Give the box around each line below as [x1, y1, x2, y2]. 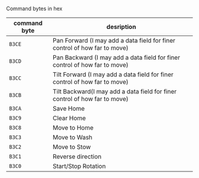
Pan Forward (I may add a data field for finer [52, 37, 176, 44]
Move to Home [52, 124, 94, 132]
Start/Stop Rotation [52, 162, 106, 170]
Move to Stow [52, 143, 91, 151]
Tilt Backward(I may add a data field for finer [52, 88, 177, 95]
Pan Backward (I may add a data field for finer [52, 53, 181, 62]
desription [106, 23, 136, 31]
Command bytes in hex [6, 5, 63, 12]
